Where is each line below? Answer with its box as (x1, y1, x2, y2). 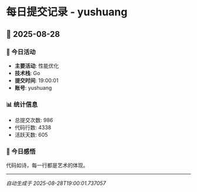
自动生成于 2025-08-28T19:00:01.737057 (6, 180, 106, 187)
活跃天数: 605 (14, 132, 48, 139)
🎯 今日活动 (6, 48, 36, 56)
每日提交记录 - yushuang (6, 5, 128, 19)
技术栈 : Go (14, 69, 40, 76)
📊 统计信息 (6, 100, 38, 109)
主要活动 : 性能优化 (14, 62, 59, 69)
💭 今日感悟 (6, 147, 36, 156)
